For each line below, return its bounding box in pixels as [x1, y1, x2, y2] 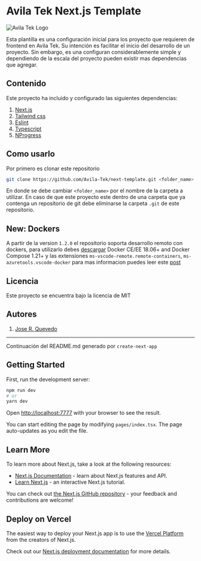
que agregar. [6, 61, 38, 68]
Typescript [14, 125, 42, 132]
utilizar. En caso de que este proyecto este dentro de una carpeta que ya [6, 194, 185, 201]
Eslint [14, 119, 29, 126]
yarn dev [6, 399, 28, 405]
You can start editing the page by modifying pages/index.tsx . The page [6, 421, 182, 428]
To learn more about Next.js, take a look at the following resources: [6, 460, 172, 468]
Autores [6, 309, 37, 319]
